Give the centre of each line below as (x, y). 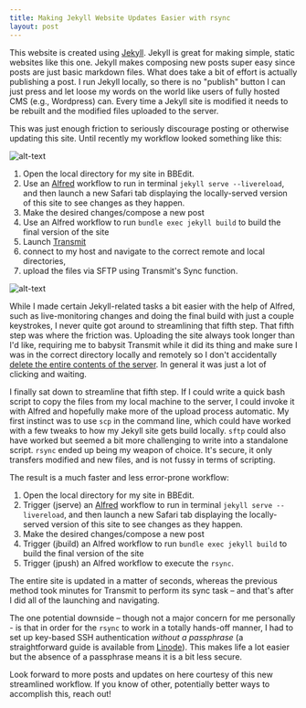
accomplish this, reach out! (60, 693)
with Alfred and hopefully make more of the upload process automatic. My (149, 411)
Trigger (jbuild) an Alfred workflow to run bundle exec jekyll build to (155, 544)
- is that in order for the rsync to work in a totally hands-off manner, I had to (152, 628)
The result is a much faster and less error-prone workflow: (120, 477)
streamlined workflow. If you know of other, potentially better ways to (140, 684)
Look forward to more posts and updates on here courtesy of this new (142, 674)
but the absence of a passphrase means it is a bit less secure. (126, 656)
